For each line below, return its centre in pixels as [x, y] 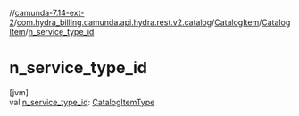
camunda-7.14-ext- [50, 13]
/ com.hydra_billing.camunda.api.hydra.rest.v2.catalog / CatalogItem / [138, 22]
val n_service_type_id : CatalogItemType [82, 102]
